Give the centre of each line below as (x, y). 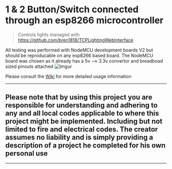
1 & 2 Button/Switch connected (72, 10)
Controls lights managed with (49, 34)
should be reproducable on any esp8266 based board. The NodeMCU (79, 55)
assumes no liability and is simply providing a (79, 137)
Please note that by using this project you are (79, 97)
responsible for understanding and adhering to (81, 106)
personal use (27, 153)
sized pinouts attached (29, 66)
